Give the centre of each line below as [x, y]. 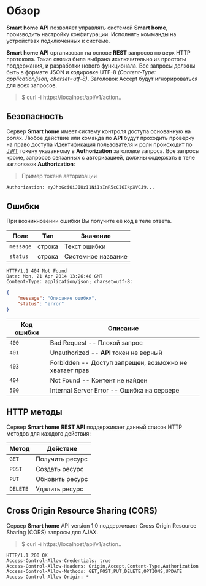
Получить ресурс [62, 459]
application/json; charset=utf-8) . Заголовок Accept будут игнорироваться [102, 79]
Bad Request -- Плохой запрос [96, 343]
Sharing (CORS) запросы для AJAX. [52, 532]
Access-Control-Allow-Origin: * [48, 577]
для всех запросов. [32, 85]
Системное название [96, 257]
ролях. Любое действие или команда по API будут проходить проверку [101, 138]
